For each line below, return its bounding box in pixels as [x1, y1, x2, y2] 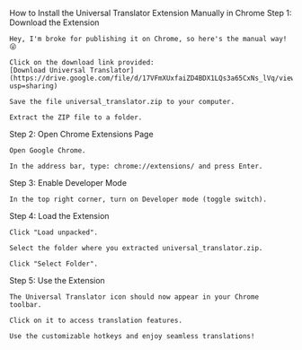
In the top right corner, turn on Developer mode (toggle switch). [9, 195, 268, 204]
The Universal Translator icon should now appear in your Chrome [9, 293, 259, 302]
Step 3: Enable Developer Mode [9, 178, 128, 188]
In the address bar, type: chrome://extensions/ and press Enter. [9, 162, 263, 171]
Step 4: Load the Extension [9, 211, 110, 221]
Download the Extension [9, 17, 100, 28]
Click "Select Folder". [9, 259, 99, 268]
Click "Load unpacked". [9, 228, 99, 237]
